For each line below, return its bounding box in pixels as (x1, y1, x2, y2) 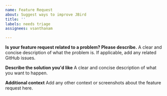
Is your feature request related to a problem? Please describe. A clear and (5, 44, 162, 50)
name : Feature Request (5, 7, 53, 13)
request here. (5, 85, 33, 91)
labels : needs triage (5, 21, 51, 27)
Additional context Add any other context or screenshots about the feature (5, 80, 161, 86)
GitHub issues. (5, 55, 36, 61)
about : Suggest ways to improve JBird (5, 12, 87, 17)
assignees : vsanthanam (5, 26, 53, 31)
